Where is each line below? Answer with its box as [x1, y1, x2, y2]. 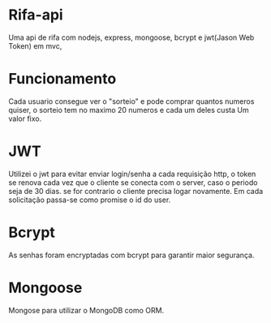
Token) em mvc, [8, 41, 62, 50]
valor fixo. [8, 114, 42, 123]
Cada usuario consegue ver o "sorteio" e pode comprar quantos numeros [8, 96, 255, 106]
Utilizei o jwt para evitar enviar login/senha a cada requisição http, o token [8, 169, 256, 179]
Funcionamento [8, 70, 117, 88]
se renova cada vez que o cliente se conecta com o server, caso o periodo [8, 177, 258, 187]
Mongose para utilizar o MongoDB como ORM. [8, 305, 165, 315]
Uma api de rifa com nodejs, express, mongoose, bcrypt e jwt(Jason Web [8, 32, 255, 42]
